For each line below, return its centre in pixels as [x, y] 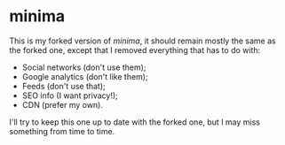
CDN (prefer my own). [63, 104]
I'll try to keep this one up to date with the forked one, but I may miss [135, 122]
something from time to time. [62, 131]
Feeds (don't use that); [64, 86]
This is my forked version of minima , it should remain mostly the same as [143, 41]
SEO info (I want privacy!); [70, 95]
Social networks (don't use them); [84, 67]
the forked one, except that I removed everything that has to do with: [135, 50]
